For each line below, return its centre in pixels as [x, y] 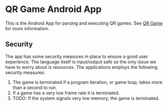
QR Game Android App [53, 9]
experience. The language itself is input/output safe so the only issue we [81, 62]
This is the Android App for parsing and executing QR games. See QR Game [84, 23]
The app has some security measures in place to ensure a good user [77, 56]
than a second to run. [35, 87]
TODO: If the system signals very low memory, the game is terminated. [86, 98]
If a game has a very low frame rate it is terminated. [66, 93]
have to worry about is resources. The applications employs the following [81, 67]
